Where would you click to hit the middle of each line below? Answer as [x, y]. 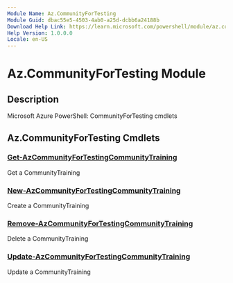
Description [33, 99]
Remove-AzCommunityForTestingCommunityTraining [100, 224]
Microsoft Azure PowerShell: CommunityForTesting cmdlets [93, 116]
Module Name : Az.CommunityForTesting [62, 14]
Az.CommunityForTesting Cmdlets [84, 138]
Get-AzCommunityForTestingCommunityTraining [92, 157]
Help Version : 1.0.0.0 [40, 33]
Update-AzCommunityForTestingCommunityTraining [99, 257]
